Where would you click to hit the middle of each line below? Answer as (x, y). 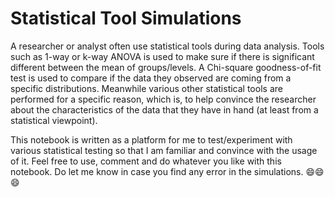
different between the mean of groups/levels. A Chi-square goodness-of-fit (166, 67)
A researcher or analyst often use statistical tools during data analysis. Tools (167, 46)
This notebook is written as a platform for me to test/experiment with (151, 139)
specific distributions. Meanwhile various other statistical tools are (146, 88)
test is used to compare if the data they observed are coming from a (151, 78)
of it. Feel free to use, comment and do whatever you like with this (146, 161)
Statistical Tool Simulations (126, 18)
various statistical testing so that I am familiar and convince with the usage (164, 150)
